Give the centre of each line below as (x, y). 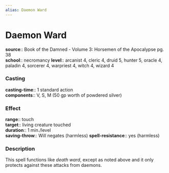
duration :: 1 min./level (28, 130)
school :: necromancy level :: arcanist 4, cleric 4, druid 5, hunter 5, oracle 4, (84, 60)
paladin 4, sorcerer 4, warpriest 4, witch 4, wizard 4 (60, 65)
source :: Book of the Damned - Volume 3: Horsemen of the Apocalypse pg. (85, 49)
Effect (13, 108)
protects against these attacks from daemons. (54, 165)
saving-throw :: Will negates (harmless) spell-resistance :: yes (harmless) (82, 136)
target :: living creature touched (38, 125)
